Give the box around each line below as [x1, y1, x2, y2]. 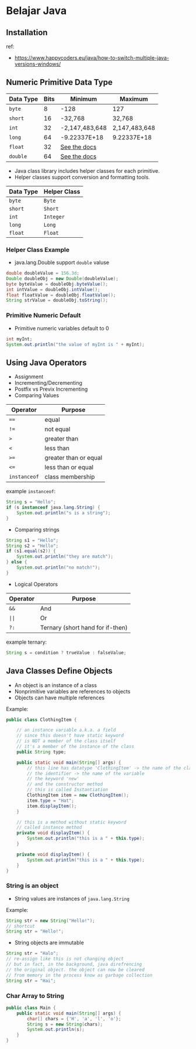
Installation [6, 28, 48, 37]
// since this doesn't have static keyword [16, 733, 124, 739]
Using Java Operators [6, 357, 87, 367]
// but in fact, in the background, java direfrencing [6, 962, 142, 968]
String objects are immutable [14, 939, 85, 947]
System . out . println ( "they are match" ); [16, 553, 114, 560]
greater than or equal [44, 454, 103, 462]
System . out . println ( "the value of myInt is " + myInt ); [6, 341, 145, 347]
